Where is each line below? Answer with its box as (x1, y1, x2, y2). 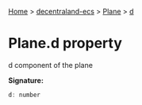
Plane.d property (8, 35, 123, 52)
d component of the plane (8, 60, 94, 69)
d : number (8, 91, 41, 99)
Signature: (8, 75, 44, 85)
